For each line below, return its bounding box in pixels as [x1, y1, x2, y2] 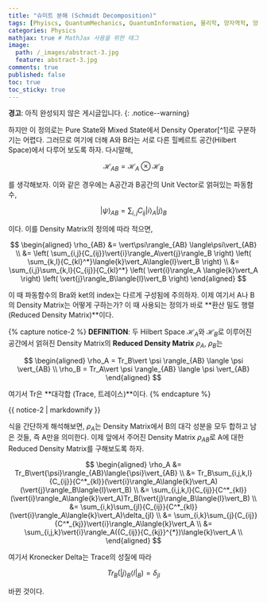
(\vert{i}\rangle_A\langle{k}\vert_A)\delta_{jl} [9, 511, 155, 520]
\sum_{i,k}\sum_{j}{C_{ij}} [173, 511, 258, 520]
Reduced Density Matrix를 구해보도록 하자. [8, 444, 145, 453]
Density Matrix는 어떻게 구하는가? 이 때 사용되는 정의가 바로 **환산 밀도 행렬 [16, 300, 254, 309]
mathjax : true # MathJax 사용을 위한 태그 [8, 33, 139, 42]
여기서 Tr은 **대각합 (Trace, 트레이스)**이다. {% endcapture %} [8, 389, 211, 399]
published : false [8, 71, 66, 79]
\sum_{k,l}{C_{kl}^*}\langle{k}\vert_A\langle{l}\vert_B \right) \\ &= [27, 256, 240, 266]
